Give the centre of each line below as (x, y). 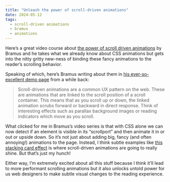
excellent (15, 80)
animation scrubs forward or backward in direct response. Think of (88, 105)
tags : (11, 19)
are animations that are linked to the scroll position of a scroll (82, 95)
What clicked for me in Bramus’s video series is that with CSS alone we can (84, 126)
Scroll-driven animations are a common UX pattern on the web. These (91, 89)
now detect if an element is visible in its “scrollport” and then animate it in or (85, 132)
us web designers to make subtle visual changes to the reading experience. (84, 174)
